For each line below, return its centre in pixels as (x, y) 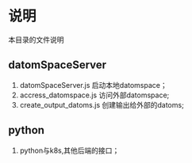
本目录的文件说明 (36, 40)
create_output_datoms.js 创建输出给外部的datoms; (102, 104)
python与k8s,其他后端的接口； (69, 150)
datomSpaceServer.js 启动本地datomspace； (94, 85)
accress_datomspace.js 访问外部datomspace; (94, 95)
